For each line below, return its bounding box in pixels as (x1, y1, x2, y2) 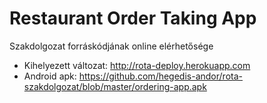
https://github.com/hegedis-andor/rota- (78, 70, 243, 82)
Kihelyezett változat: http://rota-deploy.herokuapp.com (23, 59, 251, 71)
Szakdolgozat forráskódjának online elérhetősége (9, 40, 214, 52)
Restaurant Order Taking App (9, 7, 257, 30)
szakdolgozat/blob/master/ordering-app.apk (23, 80, 207, 92)
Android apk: (23, 70, 77, 82)
